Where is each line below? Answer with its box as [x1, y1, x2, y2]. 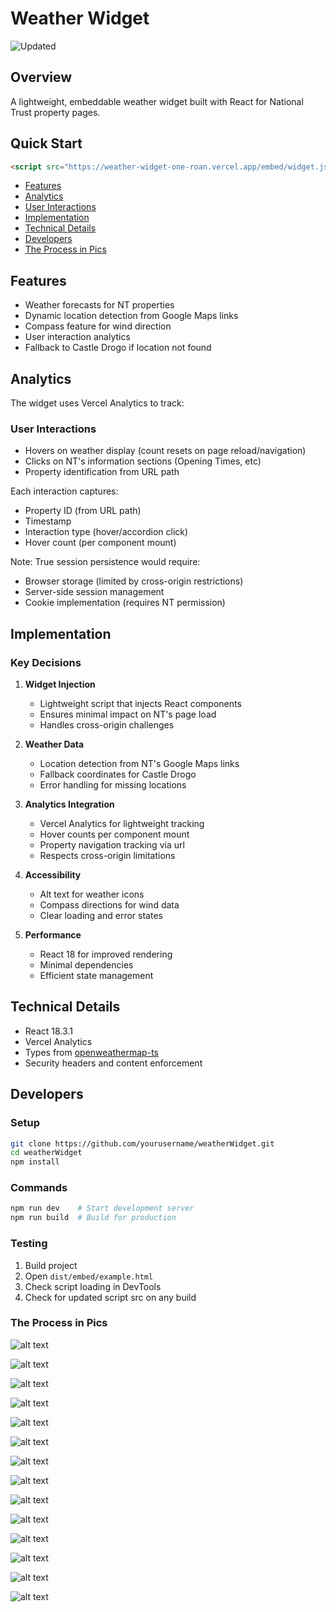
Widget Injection [24, 678, 96, 691]
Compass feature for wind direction [24, 320, 172, 332]
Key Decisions [10, 655, 82, 669]
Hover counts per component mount [39, 828, 190, 841]
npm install [10, 1157, 60, 1167]
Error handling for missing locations [39, 779, 187, 791]
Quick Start [10, 135, 83, 152]
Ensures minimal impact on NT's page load [39, 708, 217, 721]
